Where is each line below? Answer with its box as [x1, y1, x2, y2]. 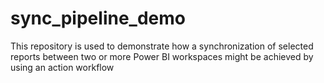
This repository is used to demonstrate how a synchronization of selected [10, 40, 314, 52]
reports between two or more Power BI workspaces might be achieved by [10, 50, 314, 62]
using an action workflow [10, 61, 115, 73]
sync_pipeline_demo [10, 7, 186, 30]
